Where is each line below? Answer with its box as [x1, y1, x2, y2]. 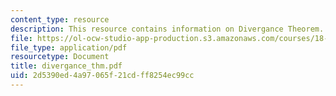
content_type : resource [10, 14, 110, 25]
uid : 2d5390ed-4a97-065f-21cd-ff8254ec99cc [10, 71, 195, 81]
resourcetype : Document [10, 52, 110, 62]
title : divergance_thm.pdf [10, 61, 123, 71]
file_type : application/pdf [10, 42, 128, 53]
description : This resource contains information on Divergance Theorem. [10, 24, 325, 34]
